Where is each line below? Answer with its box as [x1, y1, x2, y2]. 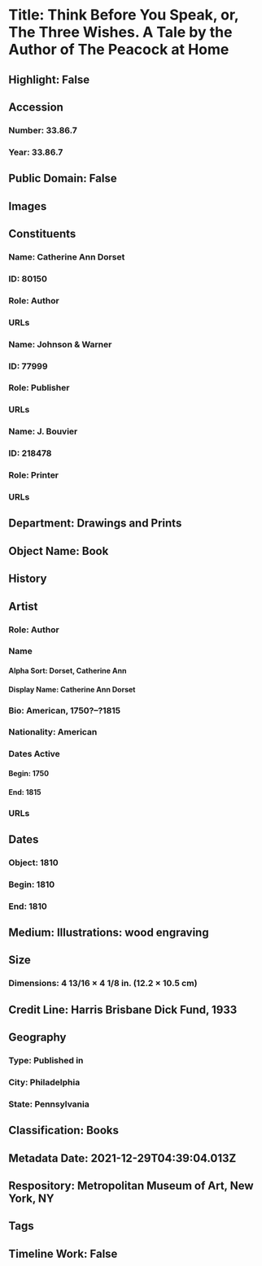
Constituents [8, 226, 76, 241]
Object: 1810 [8, 857, 59, 868]
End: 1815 [8, 787, 41, 797]
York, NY [8, 1192, 55, 1206]
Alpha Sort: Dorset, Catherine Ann [8, 666, 127, 676]
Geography [8, 1031, 67, 1045]
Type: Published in [8, 1055, 84, 1067]
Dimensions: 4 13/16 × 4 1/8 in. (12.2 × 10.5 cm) [8, 978, 198, 989]
